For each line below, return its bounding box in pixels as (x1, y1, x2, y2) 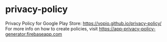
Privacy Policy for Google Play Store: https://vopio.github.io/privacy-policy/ (5, 20, 162, 26)
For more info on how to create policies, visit (5, 25, 98, 31)
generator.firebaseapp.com (5, 31, 62, 37)
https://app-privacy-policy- (99, 25, 156, 31)
